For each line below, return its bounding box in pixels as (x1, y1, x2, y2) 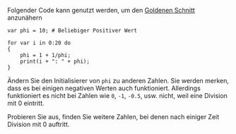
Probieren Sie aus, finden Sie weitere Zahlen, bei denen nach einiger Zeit (7, 113, 220, 121)
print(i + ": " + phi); (20, 58, 90, 65)
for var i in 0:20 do (7, 39, 71, 47)
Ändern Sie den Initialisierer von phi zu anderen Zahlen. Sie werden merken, (7, 77, 230, 85)
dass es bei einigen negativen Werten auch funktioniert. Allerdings (7, 84, 201, 92)
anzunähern (7, 13, 42, 22)
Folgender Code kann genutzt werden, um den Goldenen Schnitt (7, 6, 196, 14)
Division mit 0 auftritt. (7, 120, 70, 128)
